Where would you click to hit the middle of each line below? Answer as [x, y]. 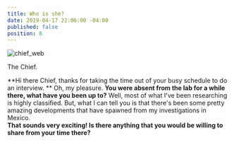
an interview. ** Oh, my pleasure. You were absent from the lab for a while [116, 88]
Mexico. [19, 118]
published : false [33, 27]
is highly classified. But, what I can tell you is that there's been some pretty [116, 103]
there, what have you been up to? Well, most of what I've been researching [117, 96]
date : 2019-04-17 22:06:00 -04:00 [58, 20]
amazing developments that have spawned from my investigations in [107, 110]
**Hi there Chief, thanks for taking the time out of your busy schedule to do [117, 81]
